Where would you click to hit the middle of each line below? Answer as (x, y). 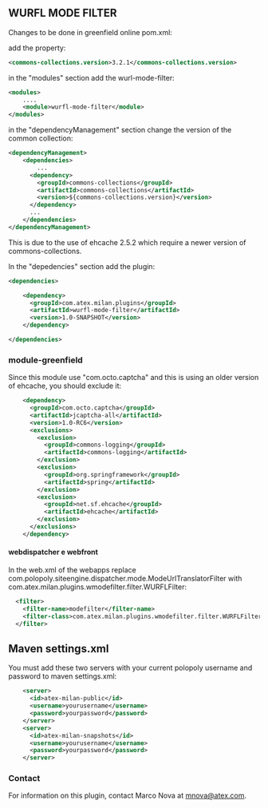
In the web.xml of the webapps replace (73, 570)
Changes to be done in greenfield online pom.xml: (91, 32)
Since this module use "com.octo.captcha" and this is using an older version (134, 378)
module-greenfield (46, 360)
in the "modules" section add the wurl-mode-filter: (91, 77)
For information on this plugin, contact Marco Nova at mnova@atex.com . (128, 796)
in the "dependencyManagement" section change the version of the (120, 130)
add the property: (37, 48)
